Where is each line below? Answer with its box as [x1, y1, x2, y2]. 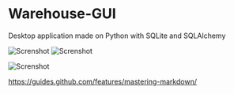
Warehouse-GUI [8, 5, 116, 23]
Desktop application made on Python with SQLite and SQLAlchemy [8, 31, 226, 40]
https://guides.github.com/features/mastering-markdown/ [8, 77, 198, 86]
